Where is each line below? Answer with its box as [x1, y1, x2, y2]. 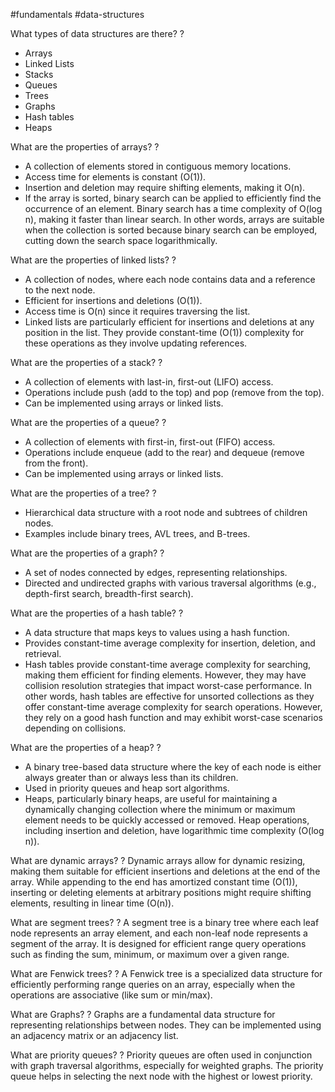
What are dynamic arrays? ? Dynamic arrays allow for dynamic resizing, [10, 855, 306, 866]
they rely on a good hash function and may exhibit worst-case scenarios [24, 712, 323, 723]
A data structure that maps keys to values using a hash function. [24, 627, 290, 638]
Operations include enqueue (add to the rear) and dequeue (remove [24, 447, 305, 458]
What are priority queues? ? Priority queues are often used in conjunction [10, 1049, 313, 1061]
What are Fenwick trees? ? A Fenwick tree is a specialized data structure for [10, 968, 323, 979]
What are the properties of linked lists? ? [10, 254, 177, 266]
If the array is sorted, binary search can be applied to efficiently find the [24, 192, 322, 204]
